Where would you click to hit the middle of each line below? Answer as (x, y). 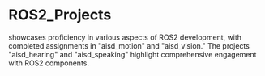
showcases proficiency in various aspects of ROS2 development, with (125, 37)
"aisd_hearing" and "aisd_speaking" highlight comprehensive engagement (132, 54)
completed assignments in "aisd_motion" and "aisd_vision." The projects (129, 45)
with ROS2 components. (49, 63)
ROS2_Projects (60, 15)
